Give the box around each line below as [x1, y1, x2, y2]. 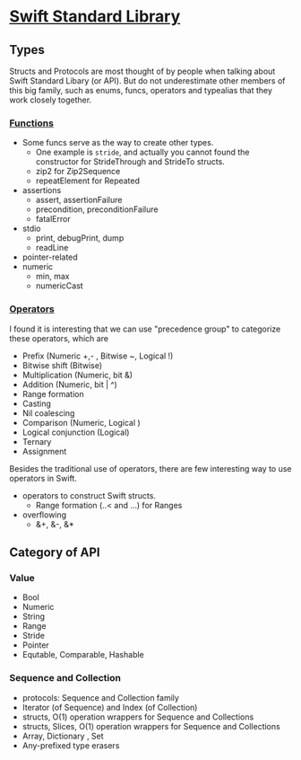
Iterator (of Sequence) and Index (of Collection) [21, 702, 198, 712]
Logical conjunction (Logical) [21, 427, 130, 437]
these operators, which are [9, 332, 109, 343]
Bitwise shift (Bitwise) [21, 359, 103, 370]
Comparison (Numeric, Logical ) [21, 417, 141, 428]
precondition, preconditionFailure [35, 204, 159, 215]
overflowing [21, 509, 67, 520]
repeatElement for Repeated [35, 175, 141, 186]
